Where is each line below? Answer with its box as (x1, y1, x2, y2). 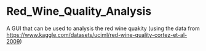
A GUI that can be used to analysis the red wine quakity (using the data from (6, 25, 200, 32)
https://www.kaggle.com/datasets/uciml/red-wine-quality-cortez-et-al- (6, 31, 188, 38)
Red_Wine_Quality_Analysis (6, 4, 152, 18)
